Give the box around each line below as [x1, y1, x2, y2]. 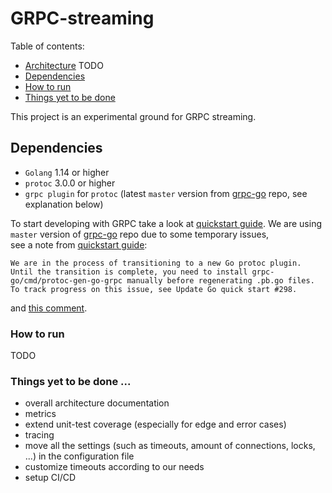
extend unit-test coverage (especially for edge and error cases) [24, 418, 287, 431]
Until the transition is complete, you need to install [10, 267, 248, 277]
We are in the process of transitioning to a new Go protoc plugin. [10, 258, 302, 268]
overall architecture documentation [24, 397, 170, 409]
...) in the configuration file [24, 450, 135, 462]
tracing [24, 429, 55, 441]
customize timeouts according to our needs [24, 461, 205, 473]
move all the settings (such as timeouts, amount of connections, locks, [24, 440, 316, 452]
